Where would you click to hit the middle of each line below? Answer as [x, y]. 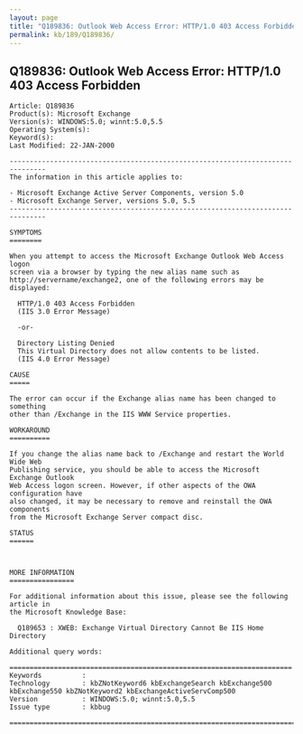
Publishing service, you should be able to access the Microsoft [134, 470]
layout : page [34, 18]
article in [30, 605]
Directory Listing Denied [66, 343]
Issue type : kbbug [60, 707]
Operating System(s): [50, 130]
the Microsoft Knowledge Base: [68, 612]
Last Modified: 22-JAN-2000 [62, 146]
